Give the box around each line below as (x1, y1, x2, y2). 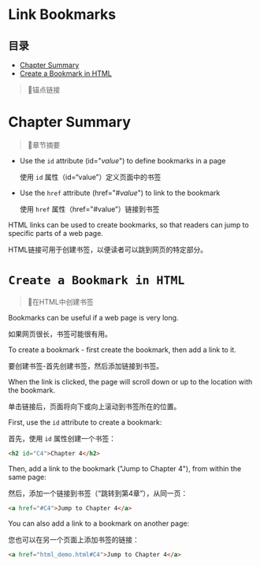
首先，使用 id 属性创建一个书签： (8, 433, 117, 443)
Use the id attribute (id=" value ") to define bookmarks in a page (19, 156, 226, 165)
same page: (8, 472, 46, 482)
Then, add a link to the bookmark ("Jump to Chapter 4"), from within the (8, 463, 242, 473)
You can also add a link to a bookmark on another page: (8, 519, 190, 528)
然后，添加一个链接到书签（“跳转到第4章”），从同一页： (8, 488, 188, 498)
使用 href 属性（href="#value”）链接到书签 (19, 204, 160, 214)
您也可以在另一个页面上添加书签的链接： (8, 534, 139, 544)
